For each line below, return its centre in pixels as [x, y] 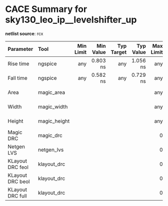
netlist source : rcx [24, 33]
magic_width [53, 107]
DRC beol [19, 182]
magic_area [51, 92]
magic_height [54, 121]
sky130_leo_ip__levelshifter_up [71, 20]
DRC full [17, 196]
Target [119, 52]
